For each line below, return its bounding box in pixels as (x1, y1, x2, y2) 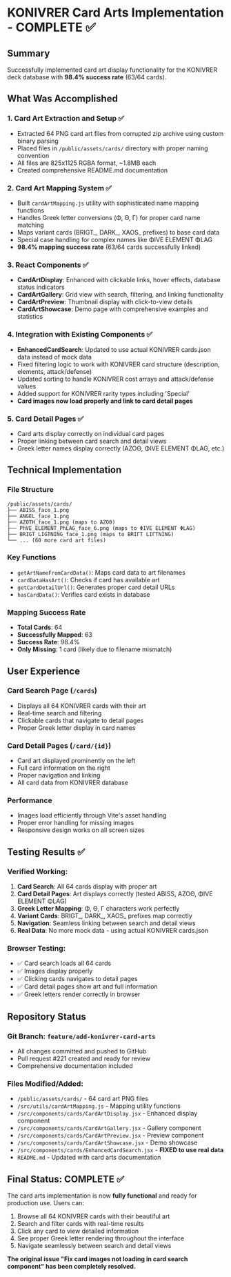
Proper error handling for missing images (17, 819, 134, 827)
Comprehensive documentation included (17, 1062, 133, 1070)
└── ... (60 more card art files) (7, 537, 107, 544)
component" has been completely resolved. (7, 1263, 137, 1271)
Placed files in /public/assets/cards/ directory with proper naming (17, 143, 208, 152)
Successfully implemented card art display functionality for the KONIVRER (7, 66, 218, 74)
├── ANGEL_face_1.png (7, 513, 70, 519)
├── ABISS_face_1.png (7, 506, 70, 513)
